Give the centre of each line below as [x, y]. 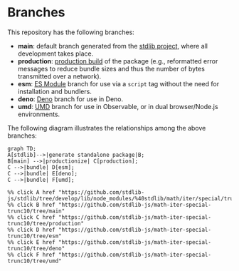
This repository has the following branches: [71, 32]
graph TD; [22, 148]
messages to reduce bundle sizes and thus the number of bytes [111, 68]
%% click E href [31, 242]
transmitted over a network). [59, 76]
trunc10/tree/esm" [34, 236]
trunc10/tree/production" [46, 223]
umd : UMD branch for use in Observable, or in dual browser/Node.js [118, 106]
